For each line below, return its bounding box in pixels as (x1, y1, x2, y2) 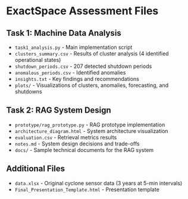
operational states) (14, 57, 61, 63)
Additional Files (6, 164, 65, 174)
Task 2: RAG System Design (6, 105, 111, 116)
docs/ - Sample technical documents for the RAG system (14, 146, 154, 153)
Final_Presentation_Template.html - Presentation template (14, 186, 159, 193)
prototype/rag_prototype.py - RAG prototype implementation (14, 121, 165, 128)
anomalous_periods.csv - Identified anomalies (14, 69, 126, 76)
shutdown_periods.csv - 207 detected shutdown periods (14, 63, 152, 70)
